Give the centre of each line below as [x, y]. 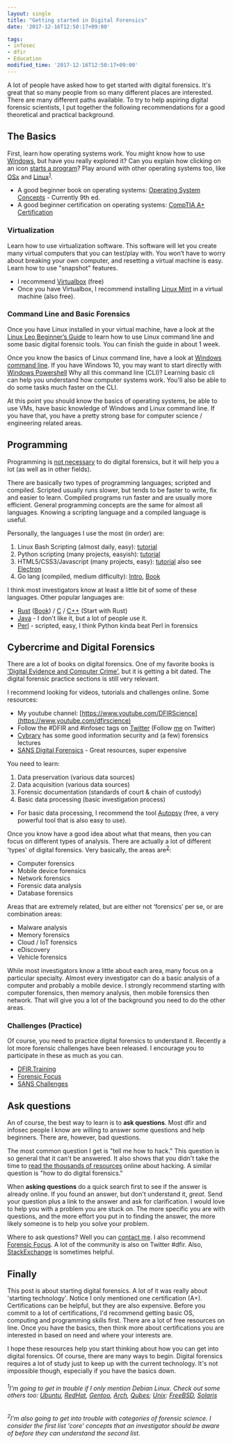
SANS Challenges [42, 1084]
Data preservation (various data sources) [76, 777]
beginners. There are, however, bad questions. [74, 1137]
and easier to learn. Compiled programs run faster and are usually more [110, 497]
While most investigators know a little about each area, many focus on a [110, 971]
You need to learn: [34, 764]
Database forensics [45, 893]
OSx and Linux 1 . [30, 176]
